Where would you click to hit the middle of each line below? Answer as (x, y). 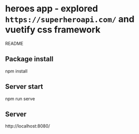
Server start (24, 87)
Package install (29, 59)
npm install (16, 71)
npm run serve (20, 99)
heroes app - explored (52, 9)
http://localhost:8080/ (28, 126)
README (14, 43)
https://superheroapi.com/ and (70, 19)
